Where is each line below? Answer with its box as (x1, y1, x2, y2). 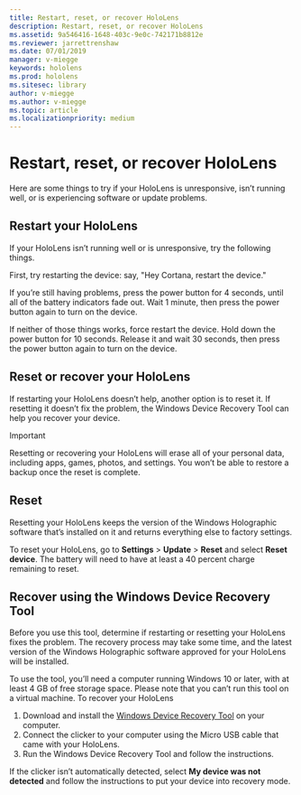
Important (9, 430, 46, 441)
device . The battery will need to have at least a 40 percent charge (9, 553, 255, 565)
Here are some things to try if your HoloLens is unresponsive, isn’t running (9, 182, 286, 194)
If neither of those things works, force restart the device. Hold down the (9, 323, 277, 334)
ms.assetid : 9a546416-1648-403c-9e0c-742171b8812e (9, 30, 204, 39)
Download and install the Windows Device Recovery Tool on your (22, 710, 265, 721)
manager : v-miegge (9, 55, 78, 64)
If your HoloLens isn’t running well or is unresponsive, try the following (9, 242, 271, 253)
